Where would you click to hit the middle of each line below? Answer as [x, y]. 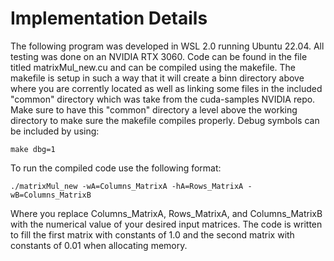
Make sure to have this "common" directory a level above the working [154, 109]
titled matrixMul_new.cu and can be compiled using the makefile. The [153, 67]
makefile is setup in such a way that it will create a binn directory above [157, 78]
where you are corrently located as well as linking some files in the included [166, 88]
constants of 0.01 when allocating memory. [99, 245]
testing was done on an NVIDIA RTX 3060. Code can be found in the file [159, 56]
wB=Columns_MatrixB [51, 195]
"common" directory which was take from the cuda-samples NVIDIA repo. [163, 99]
